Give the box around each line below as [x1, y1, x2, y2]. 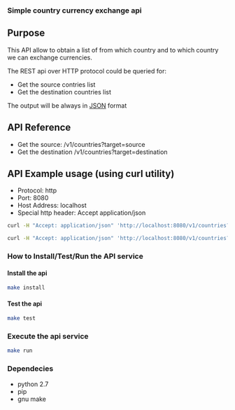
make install [7, 284, 45, 292]
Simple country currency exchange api [7, 6, 142, 15]
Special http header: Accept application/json [17, 208, 146, 217]
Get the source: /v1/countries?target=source [17, 140, 145, 148]
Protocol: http [17, 186, 57, 195]
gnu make [17, 395, 47, 403]
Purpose [7, 27, 45, 39]
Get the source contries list [17, 80, 96, 89]
